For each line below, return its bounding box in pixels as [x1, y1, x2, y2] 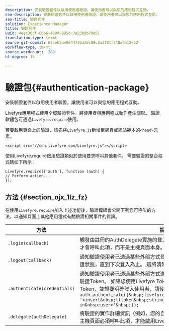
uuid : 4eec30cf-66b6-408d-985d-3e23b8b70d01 [5, 31, 100, 36]
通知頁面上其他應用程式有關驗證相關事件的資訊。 [18, 213, 120, 219]
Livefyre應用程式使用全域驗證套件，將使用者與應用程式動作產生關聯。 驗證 [5, 110, 160, 116]
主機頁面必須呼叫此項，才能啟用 [79, 317, 155, 324]
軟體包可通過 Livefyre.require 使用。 [5, 116, 81, 122]
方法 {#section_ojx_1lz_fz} [5, 193, 88, 201]
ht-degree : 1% [5, 54, 35, 59]
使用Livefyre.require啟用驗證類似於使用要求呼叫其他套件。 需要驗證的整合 [5, 153, 158, 159]
